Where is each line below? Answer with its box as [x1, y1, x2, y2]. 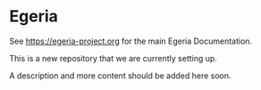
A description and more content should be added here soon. [9, 70, 232, 81]
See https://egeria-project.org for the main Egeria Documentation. [9, 36, 253, 46]
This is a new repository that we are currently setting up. [9, 53, 217, 63]
